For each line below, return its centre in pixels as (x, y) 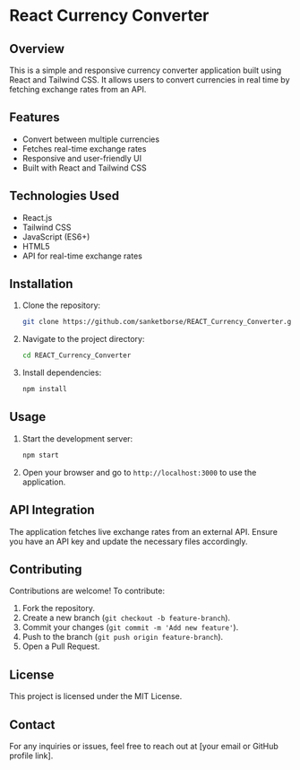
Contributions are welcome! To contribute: (87, 591)
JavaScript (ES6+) (56, 236)
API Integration (52, 510)
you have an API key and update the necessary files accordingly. (129, 541)
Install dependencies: (62, 372)
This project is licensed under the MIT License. (96, 696)
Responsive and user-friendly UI (81, 158)
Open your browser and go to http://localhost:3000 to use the (139, 472)
